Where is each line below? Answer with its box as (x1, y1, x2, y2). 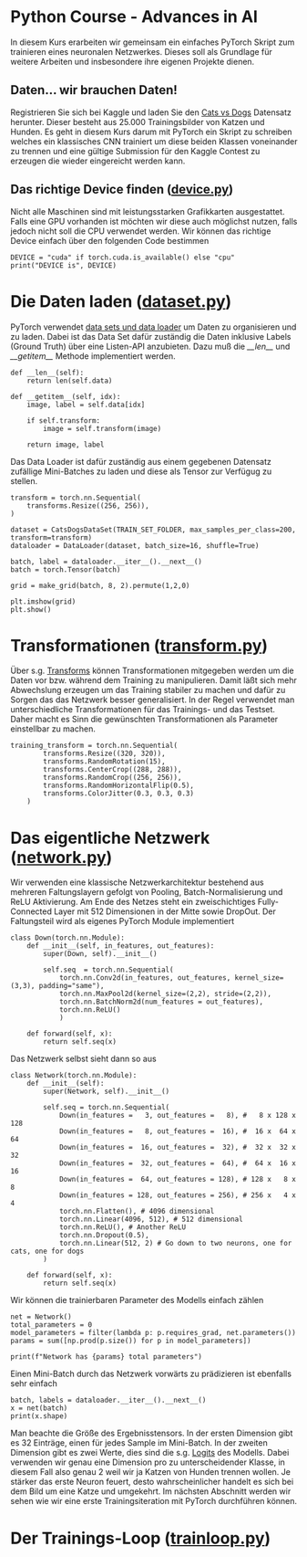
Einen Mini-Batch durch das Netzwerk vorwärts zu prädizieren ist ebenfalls (10, 1368, 292, 1380)
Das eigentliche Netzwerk (10, 827, 210, 848)
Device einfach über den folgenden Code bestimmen (10, 235, 210, 246)
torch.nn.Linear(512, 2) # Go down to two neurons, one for (58, 1239, 292, 1248)
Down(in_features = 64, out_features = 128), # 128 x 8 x (58, 1175, 297, 1184)
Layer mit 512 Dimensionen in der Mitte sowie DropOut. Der (54, 906, 276, 917)
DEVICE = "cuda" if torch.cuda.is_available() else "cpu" (10, 253, 235, 262)
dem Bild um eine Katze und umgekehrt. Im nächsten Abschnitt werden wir (10, 1486, 292, 1497)
